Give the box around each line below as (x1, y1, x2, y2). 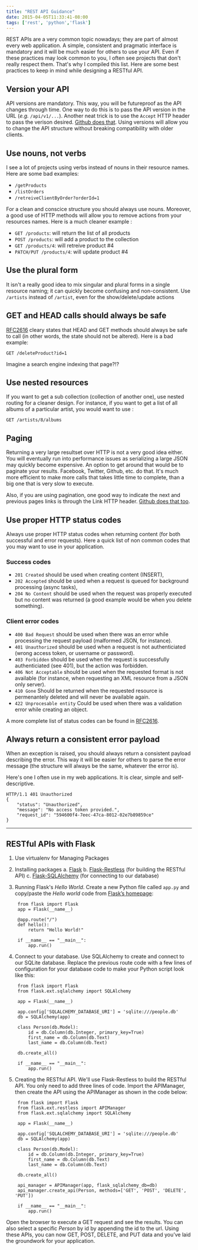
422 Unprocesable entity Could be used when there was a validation (14, 699, 182, 706)
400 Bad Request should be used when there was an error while (14, 630, 169, 637)
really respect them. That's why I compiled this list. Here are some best (6, 61, 179, 68)
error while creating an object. (14, 706, 88, 713)
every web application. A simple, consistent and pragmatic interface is (6, 42, 177, 49)
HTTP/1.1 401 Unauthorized (6, 791, 72, 798)
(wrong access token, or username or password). (14, 649, 135, 656)
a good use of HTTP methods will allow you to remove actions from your (6, 212, 182, 219)
